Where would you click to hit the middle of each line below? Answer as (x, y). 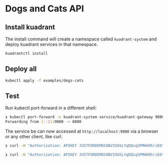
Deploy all (21, 69)
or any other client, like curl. (34, 137)
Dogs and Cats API (44, 9)
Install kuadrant (30, 27)
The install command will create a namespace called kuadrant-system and (81, 39)
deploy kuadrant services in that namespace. (52, 44)
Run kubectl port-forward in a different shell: (51, 108)
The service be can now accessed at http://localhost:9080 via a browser (82, 131)
